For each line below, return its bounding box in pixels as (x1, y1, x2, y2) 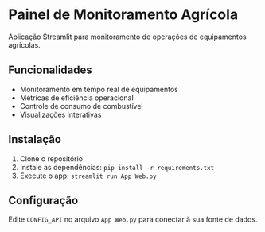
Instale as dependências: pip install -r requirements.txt (19, 162, 215, 172)
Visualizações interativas (19, 110, 102, 119)
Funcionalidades (8, 64, 93, 77)
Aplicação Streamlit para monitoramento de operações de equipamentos (8, 32, 247, 41)
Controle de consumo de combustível (19, 101, 143, 110)
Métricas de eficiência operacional (19, 93, 134, 102)
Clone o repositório (19, 153, 84, 164)
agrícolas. (8, 40, 41, 49)
